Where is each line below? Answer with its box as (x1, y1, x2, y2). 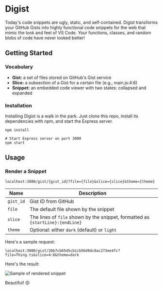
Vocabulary (5, 64, 33, 70)
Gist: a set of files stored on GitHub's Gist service (12, 74, 112, 81)
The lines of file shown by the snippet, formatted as (30, 213, 149, 220)
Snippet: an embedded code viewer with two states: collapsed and (12, 85, 147, 91)
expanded (12, 90, 33, 96)
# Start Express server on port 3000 (5, 136, 81, 141)
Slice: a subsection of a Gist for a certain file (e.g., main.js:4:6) (12, 80, 138, 85)
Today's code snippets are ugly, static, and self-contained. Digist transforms (5, 19, 158, 25)
